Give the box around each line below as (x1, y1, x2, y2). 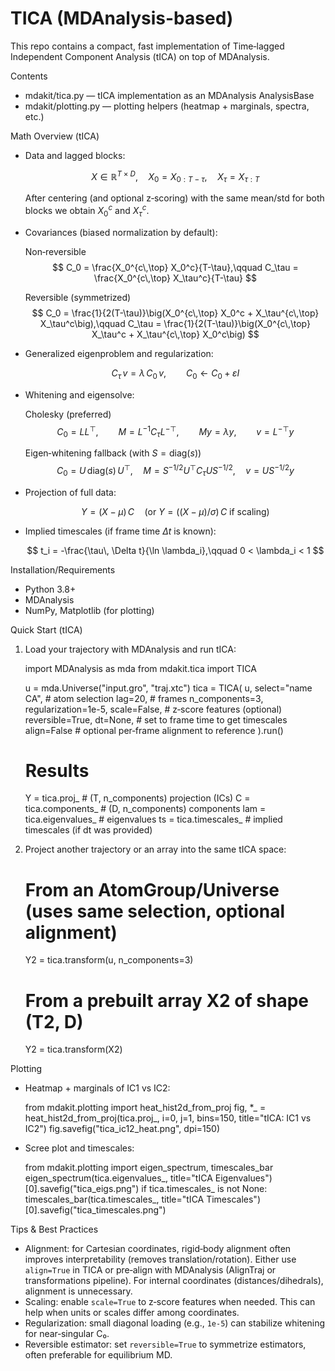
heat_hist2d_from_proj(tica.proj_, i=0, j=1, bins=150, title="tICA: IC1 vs (24, 1112, 312, 1124)
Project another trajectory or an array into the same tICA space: (24, 843, 287, 856)
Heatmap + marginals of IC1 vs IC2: (24, 1082, 171, 1094)
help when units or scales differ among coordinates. (24, 1307, 240, 1319)
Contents (10, 70, 48, 82)
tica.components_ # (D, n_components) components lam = (24, 803, 267, 815)
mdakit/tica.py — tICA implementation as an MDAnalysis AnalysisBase (24, 89, 315, 101)
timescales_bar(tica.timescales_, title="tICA (24, 1193, 205, 1206)
